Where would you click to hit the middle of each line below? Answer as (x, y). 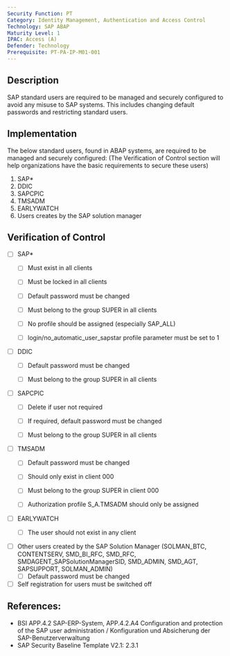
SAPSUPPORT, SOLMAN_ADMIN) (65, 569)
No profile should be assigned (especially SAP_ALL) (101, 323)
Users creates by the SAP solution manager (79, 215)
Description (33, 81)
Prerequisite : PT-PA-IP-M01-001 (54, 53)
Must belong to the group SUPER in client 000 (93, 491)
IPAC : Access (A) (32, 40)
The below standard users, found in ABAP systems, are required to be (107, 151)
